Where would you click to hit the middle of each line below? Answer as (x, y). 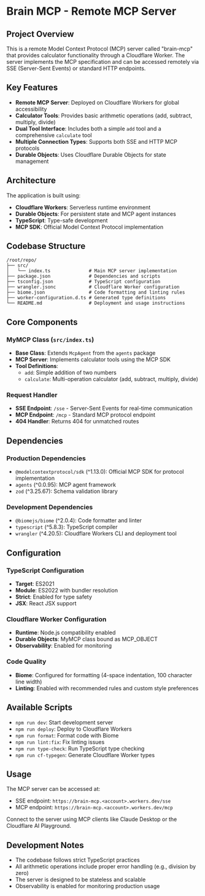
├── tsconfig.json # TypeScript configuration (83, 282)
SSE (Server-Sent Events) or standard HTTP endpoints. (76, 68)
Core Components (42, 322)
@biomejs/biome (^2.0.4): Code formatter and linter (79, 521)
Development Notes (45, 845)
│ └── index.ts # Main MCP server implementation (91, 271)
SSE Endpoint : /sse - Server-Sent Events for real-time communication (104, 408)
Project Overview (40, 34)
